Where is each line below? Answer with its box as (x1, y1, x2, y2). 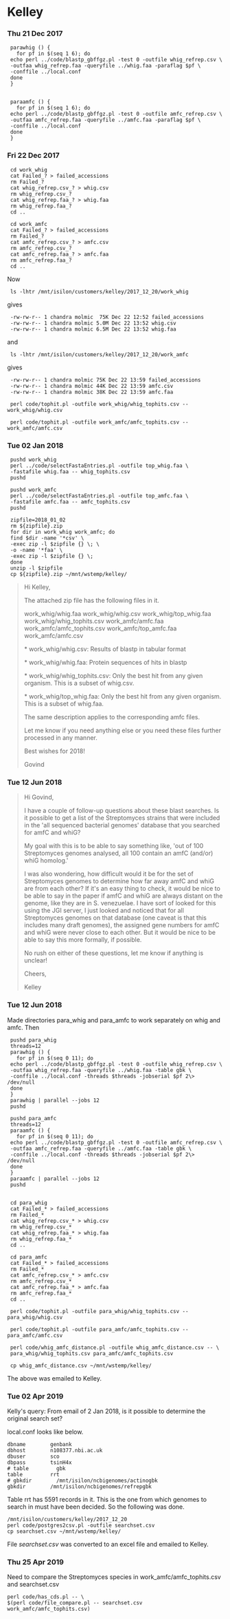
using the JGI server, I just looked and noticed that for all (23, 907, 184, 915)
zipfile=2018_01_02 (10, 517, 67, 524)
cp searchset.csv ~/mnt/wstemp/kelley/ (7, 1527, 122, 1535)
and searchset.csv (7, 1580, 60, 1589)
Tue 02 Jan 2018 (7, 440, 64, 450)
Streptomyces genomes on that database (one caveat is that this (23, 914, 207, 922)
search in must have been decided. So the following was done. (7, 1503, 185, 1511)
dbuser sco (7, 1453, 60, 1460)
